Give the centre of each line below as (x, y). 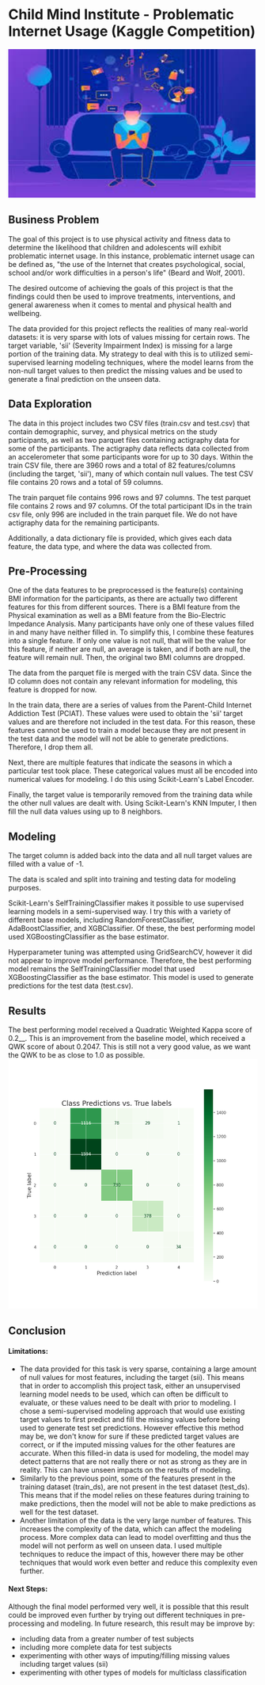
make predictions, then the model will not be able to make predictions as (138, 1504)
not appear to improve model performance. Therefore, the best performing (130, 961)
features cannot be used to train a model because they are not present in (127, 730)
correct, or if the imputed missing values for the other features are (127, 1444)
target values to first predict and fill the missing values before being (130, 1419)
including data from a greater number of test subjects (107, 1638)
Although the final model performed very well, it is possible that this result (129, 1607)
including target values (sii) (64, 1664)
